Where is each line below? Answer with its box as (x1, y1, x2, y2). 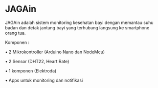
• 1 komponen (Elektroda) (5, 67, 57, 74)
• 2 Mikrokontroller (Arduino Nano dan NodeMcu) (5, 49, 105, 55)
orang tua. (5, 30, 26, 36)
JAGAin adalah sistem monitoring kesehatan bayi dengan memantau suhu (5, 20, 154, 25)
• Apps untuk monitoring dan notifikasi (5, 77, 83, 83)
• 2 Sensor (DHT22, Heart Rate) (5, 58, 69, 64)
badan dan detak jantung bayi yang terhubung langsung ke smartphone (5, 24, 150, 30)
